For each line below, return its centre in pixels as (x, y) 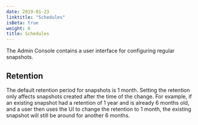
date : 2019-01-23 (28, 12)
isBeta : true (22, 23)
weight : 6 (19, 28)
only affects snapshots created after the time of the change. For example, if (99, 96)
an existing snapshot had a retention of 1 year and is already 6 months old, (98, 102)
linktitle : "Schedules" (36, 17)
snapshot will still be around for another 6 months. (68, 115)
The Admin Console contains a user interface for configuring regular (91, 51)
